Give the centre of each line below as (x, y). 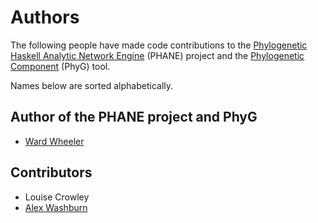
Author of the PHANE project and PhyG (134, 117)
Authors (45, 17)
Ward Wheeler (54, 141)
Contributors (51, 172)
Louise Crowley (57, 197)
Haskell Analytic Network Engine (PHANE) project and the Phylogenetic (157, 55)
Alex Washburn (56, 207)
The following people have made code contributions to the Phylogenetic (159, 45)
